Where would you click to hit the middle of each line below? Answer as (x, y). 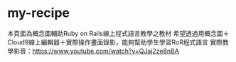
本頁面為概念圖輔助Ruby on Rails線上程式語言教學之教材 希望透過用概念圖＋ (118, 33)
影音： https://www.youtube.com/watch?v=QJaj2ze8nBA (96, 51)
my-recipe (38, 13)
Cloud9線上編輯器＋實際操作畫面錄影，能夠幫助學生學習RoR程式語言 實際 (115, 42)
